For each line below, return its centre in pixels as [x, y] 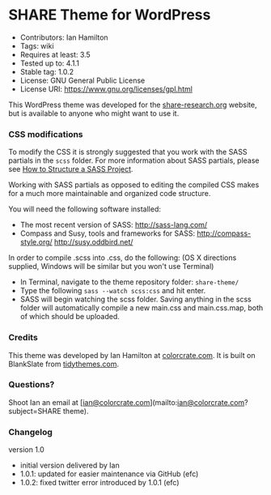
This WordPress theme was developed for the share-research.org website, [133, 105]
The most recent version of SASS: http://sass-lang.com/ [114, 225]
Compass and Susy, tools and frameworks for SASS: [108, 233]
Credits [23, 338]
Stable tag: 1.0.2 [47, 71]
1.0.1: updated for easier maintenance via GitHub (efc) [109, 474]
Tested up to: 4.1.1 [49, 63]
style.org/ [36, 242]
